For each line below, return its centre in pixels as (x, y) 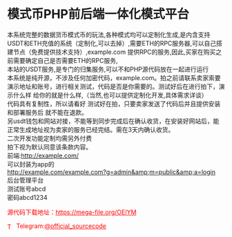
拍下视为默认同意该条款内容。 (49, 146)
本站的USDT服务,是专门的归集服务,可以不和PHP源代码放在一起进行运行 (108, 69)
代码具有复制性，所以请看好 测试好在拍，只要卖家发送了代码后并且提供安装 (114, 104)
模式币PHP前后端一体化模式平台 (98, 14)
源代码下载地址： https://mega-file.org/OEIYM (72, 212)
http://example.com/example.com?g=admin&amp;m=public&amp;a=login (112, 172)
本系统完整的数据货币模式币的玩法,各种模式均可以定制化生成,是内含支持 (109, 35)
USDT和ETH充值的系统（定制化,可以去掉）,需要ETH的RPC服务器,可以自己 (112, 43)
